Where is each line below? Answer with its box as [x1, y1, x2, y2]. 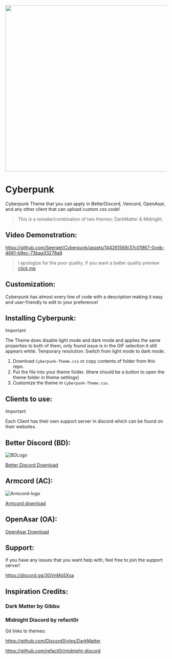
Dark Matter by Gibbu [5, 602, 60, 609]
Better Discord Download [5, 462, 58, 468]
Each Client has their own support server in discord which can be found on [5, 418, 163, 424]
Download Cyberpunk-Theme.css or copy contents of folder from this [12, 358, 155, 364]
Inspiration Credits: [5, 587, 68, 596]
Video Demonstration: [5, 231, 78, 239]
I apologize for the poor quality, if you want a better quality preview [17, 259, 160, 266]
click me [17, 265, 36, 271]
